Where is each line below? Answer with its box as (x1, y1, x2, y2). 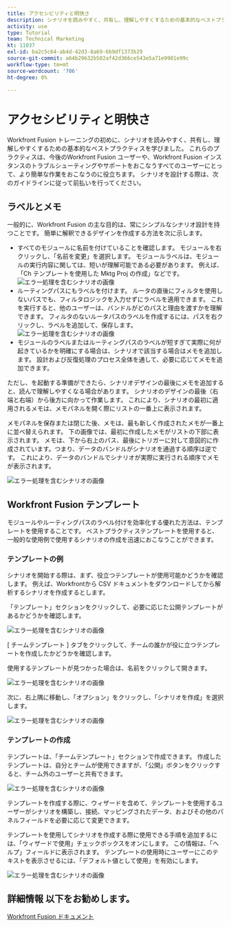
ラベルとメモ (7, 201, 62, 212)
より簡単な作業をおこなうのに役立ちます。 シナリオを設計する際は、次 (19, 170, 219, 179)
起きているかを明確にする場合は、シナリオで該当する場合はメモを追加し (16, 347, 222, 355)
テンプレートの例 (7, 554, 64, 564)
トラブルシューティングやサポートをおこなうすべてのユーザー (30, 162, 205, 170)
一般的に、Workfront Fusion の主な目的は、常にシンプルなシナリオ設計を (7, 221, 214, 229)
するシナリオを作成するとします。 (12, 589, 109, 597)
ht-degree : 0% (7, 74, 48, 81)
